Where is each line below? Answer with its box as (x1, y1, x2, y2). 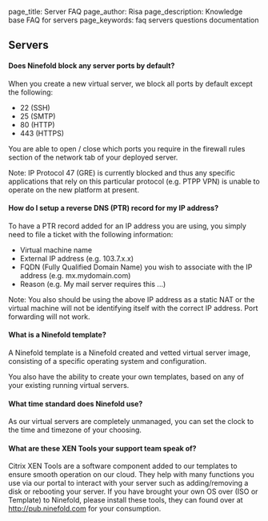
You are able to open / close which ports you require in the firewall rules (8, 143, 246, 153)
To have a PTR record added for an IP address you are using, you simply (8, 220, 246, 231)
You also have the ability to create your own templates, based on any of (8, 372, 244, 382)
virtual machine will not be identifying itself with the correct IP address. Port (8, 303, 258, 313)
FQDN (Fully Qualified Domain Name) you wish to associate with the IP (19, 262, 253, 272)
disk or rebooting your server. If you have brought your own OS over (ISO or (8, 487, 258, 496)
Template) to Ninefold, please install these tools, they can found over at (8, 495, 243, 505)
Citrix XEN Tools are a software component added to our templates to (8, 461, 238, 471)
